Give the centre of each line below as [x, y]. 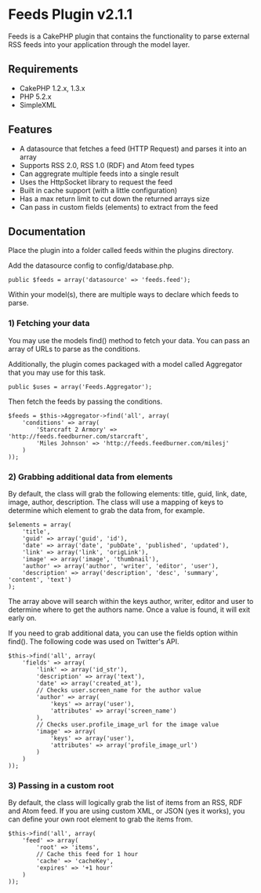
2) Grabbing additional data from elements [91, 477]
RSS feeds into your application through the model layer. [99, 44]
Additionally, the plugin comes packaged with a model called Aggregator [125, 364]
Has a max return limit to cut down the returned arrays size [114, 199]
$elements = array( [40, 525]
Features [30, 130]
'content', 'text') [40, 580]
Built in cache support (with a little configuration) [98, 190]
